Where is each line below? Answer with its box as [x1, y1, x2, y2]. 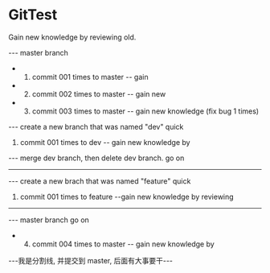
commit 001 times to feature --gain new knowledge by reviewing [19, 192, 235, 201]
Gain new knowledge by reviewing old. [8, 32, 137, 42]
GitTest [8, 6, 58, 24]
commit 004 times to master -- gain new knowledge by [31, 239, 215, 249]
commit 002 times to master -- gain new [31, 89, 166, 98]
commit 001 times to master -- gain [31, 72, 149, 81]
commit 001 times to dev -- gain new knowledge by [19, 137, 190, 147]
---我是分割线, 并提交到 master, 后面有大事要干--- [8, 255, 174, 265]
